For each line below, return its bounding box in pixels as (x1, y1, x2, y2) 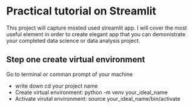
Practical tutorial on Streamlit (6, 4, 157, 18)
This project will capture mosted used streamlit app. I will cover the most (6, 24, 188, 31)
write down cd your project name (15, 82, 98, 89)
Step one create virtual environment (6, 54, 145, 65)
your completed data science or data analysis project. (6, 37, 140, 44)
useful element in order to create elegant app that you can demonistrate (6, 30, 186, 37)
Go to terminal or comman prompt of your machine (6, 71, 133, 78)
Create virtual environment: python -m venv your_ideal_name (15, 89, 168, 96)
